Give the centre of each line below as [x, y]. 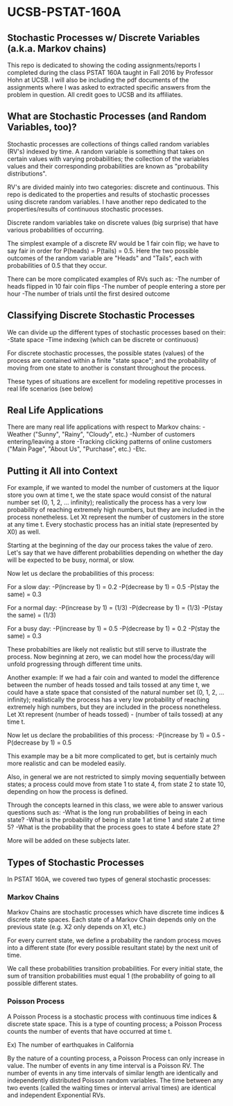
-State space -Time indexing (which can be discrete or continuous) [103, 339]
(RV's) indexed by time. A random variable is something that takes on [106, 151]
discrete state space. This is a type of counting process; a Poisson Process [115, 1023]
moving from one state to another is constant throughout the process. [107, 368]
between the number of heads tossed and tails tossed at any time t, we [109, 685]
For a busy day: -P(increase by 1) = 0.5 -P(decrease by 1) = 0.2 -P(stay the [114, 629]
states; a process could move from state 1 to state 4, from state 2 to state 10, [116, 784]
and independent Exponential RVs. [56, 1095]
